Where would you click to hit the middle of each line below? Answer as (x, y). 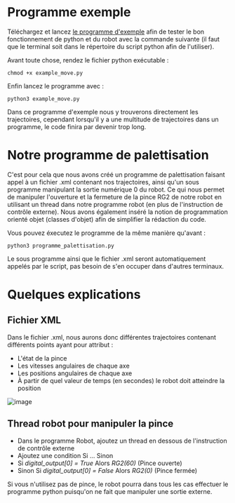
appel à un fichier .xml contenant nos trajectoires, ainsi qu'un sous (103, 182)
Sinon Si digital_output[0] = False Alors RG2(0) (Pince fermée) (107, 470)
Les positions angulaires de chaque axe (75, 373)
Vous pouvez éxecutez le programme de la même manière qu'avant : (106, 233)
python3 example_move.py (43, 99)
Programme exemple (69, 12)
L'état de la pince (42, 358)
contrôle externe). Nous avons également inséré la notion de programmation (117, 212)
